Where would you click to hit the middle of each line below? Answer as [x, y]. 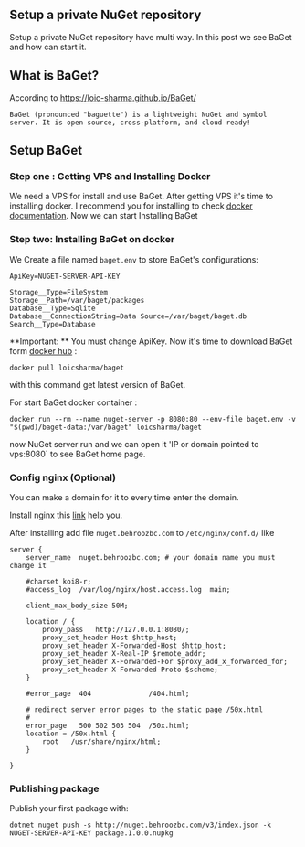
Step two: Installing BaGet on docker [92, 240]
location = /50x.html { [71, 734]
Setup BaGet [46, 150]
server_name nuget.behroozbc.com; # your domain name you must [151, 557]
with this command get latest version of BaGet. [97, 384]
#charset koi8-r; [59, 581]
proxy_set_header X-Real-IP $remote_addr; [124, 653]
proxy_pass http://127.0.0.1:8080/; [116, 629]
